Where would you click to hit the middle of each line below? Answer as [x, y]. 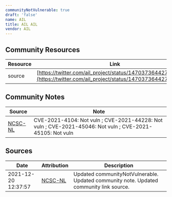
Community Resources [43, 50]
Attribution [55, 165]
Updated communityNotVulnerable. [116, 174]
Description [119, 165]
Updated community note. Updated [116, 180]
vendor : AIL [18, 29]
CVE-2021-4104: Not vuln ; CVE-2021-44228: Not [98, 120]
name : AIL [16, 19]
